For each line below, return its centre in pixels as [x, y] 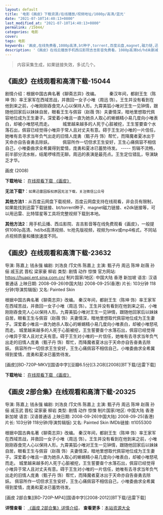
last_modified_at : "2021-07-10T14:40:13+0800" [53, 23]
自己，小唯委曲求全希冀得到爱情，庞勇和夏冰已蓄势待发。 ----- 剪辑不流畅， [81, 148]
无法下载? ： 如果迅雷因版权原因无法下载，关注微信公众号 [55, 191]
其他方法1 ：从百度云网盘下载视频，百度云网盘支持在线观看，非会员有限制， [81, 202]
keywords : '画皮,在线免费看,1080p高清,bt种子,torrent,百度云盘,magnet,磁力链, [80, 46]
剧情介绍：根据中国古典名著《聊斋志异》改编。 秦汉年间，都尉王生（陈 [81, 94]
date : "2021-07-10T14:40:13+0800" [40, 18]
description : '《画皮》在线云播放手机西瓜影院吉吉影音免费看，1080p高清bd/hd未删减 [82, 50]
